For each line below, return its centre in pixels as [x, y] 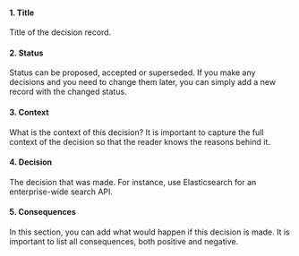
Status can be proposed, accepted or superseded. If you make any [132, 73]
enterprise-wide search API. [61, 192]
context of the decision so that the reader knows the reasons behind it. [140, 141]
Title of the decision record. [60, 32]
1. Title [22, 13]
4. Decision [30, 162]
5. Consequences [43, 212]
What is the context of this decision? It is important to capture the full [137, 132]
